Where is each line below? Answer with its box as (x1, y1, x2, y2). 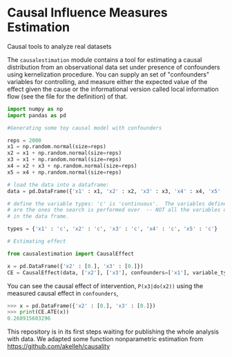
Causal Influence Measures (7, 5, 168, 21)
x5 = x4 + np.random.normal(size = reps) (7, 169, 122, 176)
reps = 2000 (7, 136, 41, 144)
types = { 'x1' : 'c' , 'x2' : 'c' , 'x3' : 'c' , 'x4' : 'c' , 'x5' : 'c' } (7, 225, 217, 232)
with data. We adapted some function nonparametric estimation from (7, 335, 204, 343)
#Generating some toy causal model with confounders (7, 124, 162, 132)
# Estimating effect (7, 238, 67, 245)
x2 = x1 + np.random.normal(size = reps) (7, 150, 122, 156)
